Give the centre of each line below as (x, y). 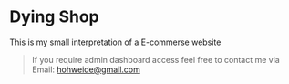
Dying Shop (55, 17)
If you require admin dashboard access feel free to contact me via (155, 59)
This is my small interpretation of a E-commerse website (115, 42)
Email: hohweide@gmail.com (86, 69)
